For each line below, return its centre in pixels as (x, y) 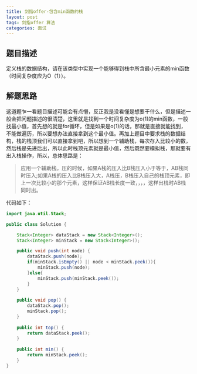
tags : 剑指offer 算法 (31, 22)
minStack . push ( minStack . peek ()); (78, 278)
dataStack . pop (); (48, 306)
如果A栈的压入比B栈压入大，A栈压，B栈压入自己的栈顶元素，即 (114, 175)
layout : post (22, 17)
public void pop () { (42, 300)
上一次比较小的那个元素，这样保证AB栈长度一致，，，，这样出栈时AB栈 (103, 182)
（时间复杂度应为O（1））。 (38, 76)
